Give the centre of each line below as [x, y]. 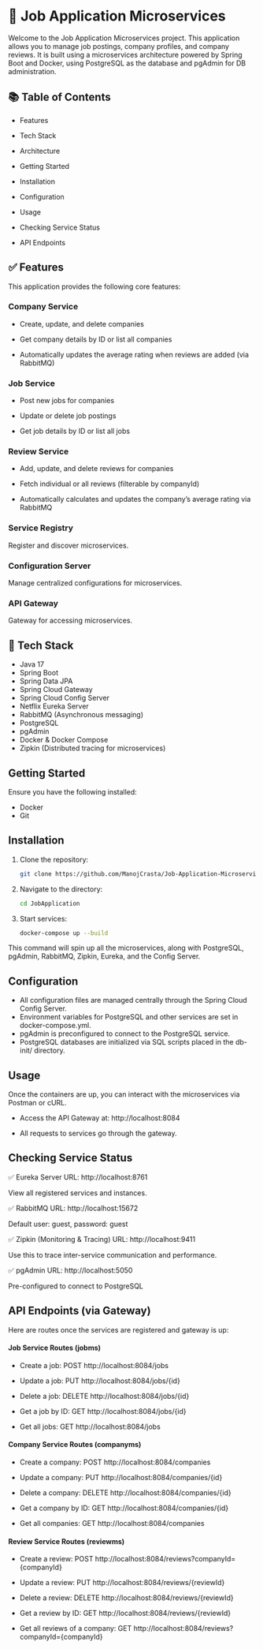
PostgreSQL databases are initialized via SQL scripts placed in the [126, 1042]
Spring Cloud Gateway [56, 690]
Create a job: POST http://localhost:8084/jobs [94, 1365]
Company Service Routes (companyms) [75, 1445]
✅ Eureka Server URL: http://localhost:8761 [78, 1177]
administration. [32, 71]
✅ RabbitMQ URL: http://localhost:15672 [73, 1208]
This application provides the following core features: [94, 286]
